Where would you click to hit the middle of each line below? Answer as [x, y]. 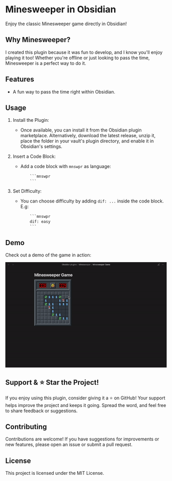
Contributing [26, 427]
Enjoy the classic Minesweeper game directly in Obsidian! [66, 24]
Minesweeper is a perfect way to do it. [46, 63]
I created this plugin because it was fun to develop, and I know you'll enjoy [84, 52]
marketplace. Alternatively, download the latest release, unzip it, [88, 136]
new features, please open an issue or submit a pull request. [69, 445]
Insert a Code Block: [34, 156]
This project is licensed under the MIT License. [55, 473]
